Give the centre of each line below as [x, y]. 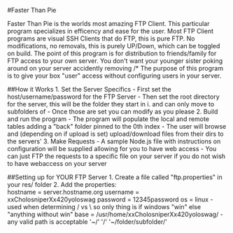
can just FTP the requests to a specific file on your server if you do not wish [116, 156]
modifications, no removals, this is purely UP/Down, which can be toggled [114, 46]
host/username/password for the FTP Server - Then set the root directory [114, 97]
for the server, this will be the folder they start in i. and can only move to [111, 104]
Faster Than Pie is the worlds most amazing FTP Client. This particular [108, 23]
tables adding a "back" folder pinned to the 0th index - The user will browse [117, 126]
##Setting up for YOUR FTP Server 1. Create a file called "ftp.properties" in [115, 177]
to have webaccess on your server [57, 163]
